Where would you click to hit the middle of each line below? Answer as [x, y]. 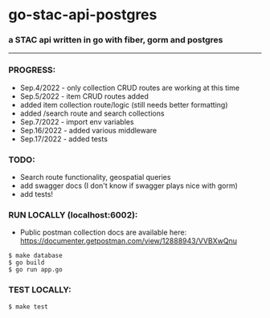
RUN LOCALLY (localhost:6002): [73, 215]
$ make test [28, 307]
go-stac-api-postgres [83, 15]
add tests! [37, 194]
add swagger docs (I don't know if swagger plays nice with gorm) [129, 185]
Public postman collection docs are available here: [103, 232]
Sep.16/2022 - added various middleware [88, 130]
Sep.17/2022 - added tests [64, 139]
